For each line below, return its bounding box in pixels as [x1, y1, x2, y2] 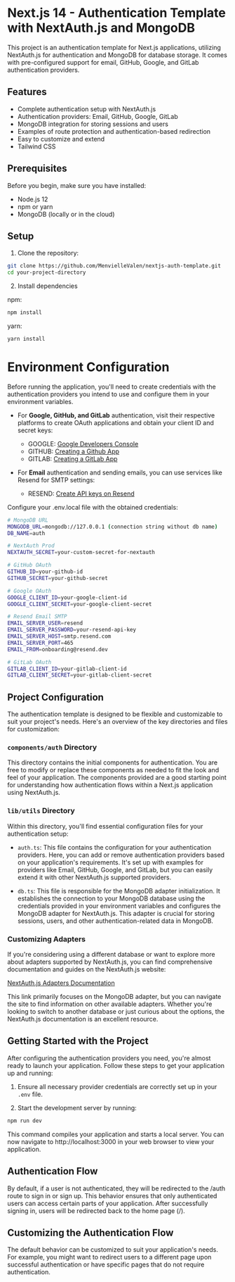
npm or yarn [17, 202, 53, 210]
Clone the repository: [17, 249, 79, 258]
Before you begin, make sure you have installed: [7, 181, 147, 189]
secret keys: [17, 426, 53, 434]
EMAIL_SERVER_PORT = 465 [7, 639, 74, 646]
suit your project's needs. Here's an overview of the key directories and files [7, 717, 228, 726]
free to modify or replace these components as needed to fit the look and [7, 766, 220, 774]
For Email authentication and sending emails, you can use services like [17, 468, 222, 477]
